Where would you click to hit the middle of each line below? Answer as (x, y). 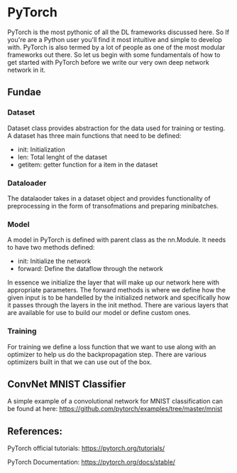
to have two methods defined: (51, 248)
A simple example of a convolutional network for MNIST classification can (115, 401)
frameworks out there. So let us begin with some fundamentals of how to (114, 55)
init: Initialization (41, 149)
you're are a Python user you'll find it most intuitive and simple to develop (115, 39)
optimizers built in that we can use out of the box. (80, 362)
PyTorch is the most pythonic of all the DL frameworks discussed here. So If (118, 32)
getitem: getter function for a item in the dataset (88, 164)
